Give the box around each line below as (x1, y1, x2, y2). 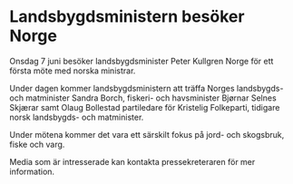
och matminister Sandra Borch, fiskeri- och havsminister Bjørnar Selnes (9, 92, 277, 103)
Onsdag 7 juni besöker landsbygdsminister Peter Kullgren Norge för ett (9, 55, 274, 66)
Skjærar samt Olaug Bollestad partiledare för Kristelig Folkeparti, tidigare (9, 102, 280, 112)
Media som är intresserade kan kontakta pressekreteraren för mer (9, 156, 256, 167)
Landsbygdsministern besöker (9, 6, 245, 27)
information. (9, 166, 55, 177)
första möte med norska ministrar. (9, 65, 136, 76)
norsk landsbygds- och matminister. (9, 111, 144, 122)
